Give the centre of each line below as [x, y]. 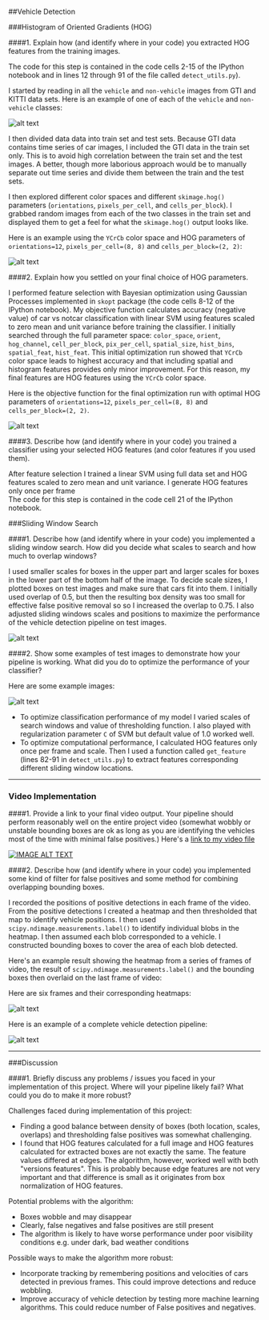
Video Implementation [52, 796]
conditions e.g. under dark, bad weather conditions [104, 1242]
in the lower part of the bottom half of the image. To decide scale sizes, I [128, 580]
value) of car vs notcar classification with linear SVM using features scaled [132, 318]
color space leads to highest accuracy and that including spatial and [121, 361]
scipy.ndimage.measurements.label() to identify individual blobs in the [124, 929]
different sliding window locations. [76, 768]
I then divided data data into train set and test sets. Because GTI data [122, 138]
